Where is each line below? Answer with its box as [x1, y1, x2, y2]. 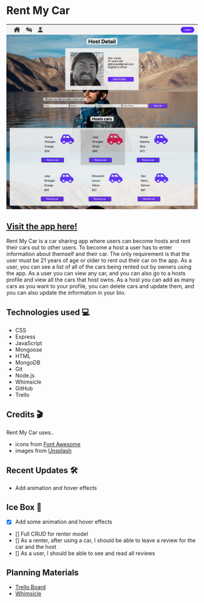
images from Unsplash [15, 447, 72, 454]
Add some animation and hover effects [15, 518, 112, 526]
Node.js [15, 371, 35, 379]
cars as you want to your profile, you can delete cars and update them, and [6, 283, 194, 290]
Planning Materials [6, 567, 79, 577]
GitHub [15, 384, 33, 392]
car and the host [15, 543, 56, 551]
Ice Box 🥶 [6, 502, 42, 512]
